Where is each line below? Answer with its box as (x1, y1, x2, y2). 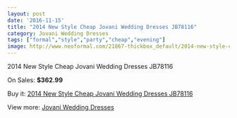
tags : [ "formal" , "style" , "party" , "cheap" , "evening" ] (7, 37, 166, 44)
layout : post (7, 10, 46, 18)
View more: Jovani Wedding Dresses (7, 103, 114, 111)
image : (7, 43, 27, 50)
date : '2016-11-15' (7, 17, 65, 24)
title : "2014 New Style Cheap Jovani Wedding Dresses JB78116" (7, 23, 197, 30)
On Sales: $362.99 (7, 76, 63, 84)
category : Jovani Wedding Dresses (7, 29, 109, 37)
